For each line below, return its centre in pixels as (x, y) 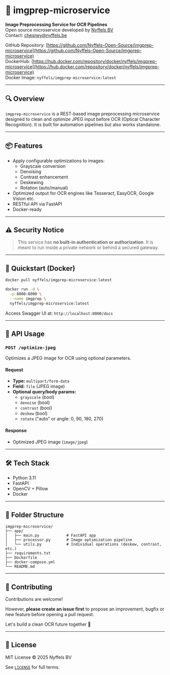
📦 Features (24, 146)
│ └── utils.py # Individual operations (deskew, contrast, (83, 544)
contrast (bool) (36, 408)
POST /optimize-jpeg (31, 347)
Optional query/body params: (44, 392)
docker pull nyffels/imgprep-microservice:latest (59, 280)
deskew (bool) (34, 413)
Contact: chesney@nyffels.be (36, 35)
